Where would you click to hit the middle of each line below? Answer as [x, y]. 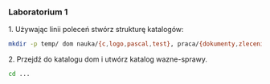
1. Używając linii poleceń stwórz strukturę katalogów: [96, 30]
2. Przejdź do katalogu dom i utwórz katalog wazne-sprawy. [108, 59]
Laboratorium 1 [38, 12]
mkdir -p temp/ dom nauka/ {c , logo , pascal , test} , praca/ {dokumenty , [124, 44]
